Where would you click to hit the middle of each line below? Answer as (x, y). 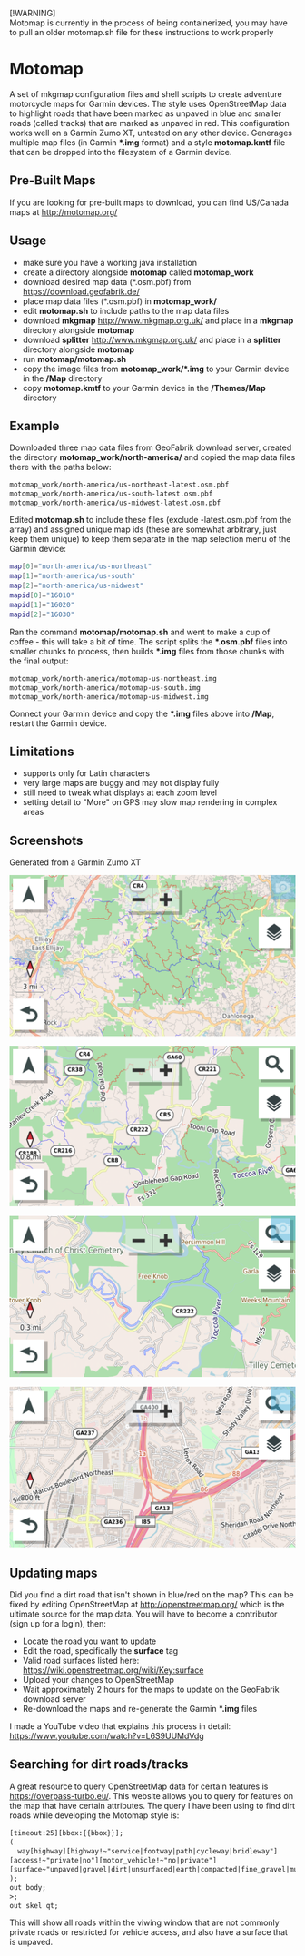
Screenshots (46, 840)
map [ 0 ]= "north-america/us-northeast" (81, 566)
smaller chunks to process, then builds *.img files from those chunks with (147, 651)
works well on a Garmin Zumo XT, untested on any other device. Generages (151, 133)
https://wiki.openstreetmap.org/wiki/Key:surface (113, 1670)
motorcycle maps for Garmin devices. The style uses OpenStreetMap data (148, 103)
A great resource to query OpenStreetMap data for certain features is (139, 1786)
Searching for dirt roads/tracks (99, 1764)
